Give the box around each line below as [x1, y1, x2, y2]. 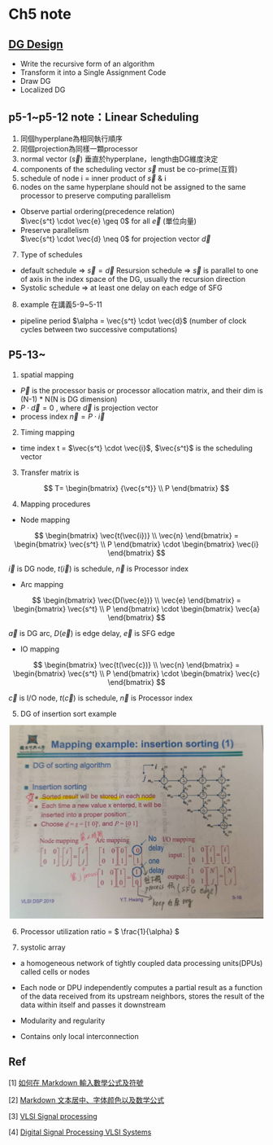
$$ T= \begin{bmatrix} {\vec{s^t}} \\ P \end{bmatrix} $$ [43, 483, 230, 493]
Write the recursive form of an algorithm [19, 59, 155, 68]
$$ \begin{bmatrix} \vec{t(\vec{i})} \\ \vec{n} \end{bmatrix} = [33, 530, 240, 540]
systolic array [19, 942, 67, 952]
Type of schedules [19, 249, 83, 259]
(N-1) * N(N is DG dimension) [19, 394, 118, 404]
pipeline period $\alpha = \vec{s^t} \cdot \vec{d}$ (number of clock [19, 315, 247, 326]
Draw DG [19, 77, 51, 86]
